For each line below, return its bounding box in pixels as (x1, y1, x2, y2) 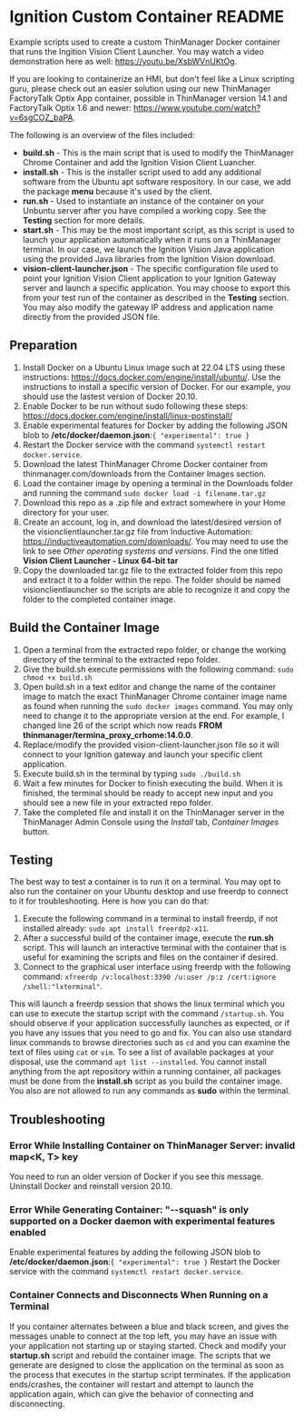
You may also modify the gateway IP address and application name (22, 302, 274, 313)
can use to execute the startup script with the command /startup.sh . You (9, 1008, 284, 1019)
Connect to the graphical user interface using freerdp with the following (22, 962, 291, 973)
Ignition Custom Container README (9, 6, 285, 27)
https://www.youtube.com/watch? (132, 102, 261, 113)
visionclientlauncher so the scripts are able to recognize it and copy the (22, 584, 290, 594)
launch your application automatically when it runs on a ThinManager (22, 234, 281, 245)
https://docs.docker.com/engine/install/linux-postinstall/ (22, 410, 233, 421)
